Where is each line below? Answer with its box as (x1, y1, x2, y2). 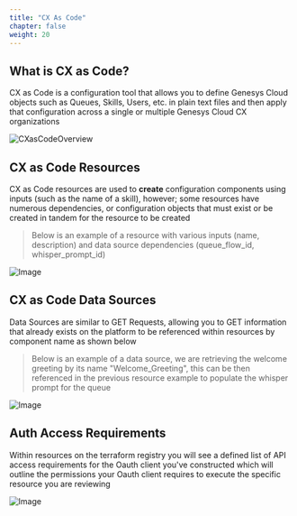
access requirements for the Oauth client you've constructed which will (9, 459, 274, 470)
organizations (9, 116, 60, 127)
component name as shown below (9, 336, 137, 346)
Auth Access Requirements (9, 426, 166, 441)
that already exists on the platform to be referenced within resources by (9, 326, 275, 336)
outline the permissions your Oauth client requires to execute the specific (9, 468, 282, 479)
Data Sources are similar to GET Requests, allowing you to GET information (9, 317, 287, 327)
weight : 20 (9, 30, 50, 39)
